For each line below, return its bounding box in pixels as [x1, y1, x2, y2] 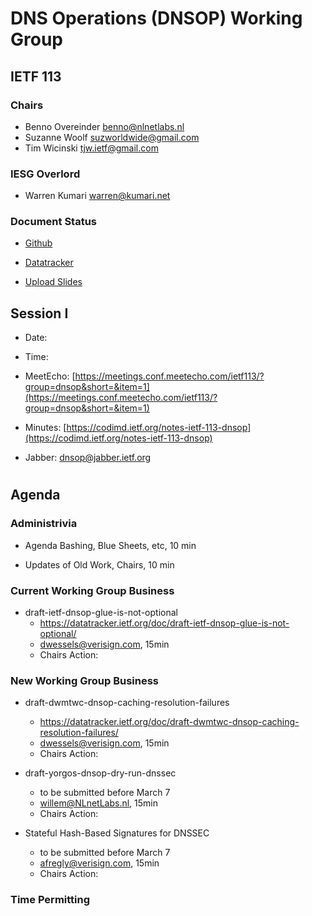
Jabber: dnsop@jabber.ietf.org [24, 452, 152, 464]
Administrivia [10, 517, 78, 531]
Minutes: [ [24, 422, 67, 434]
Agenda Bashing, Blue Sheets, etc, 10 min [24, 539, 197, 551]
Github [24, 237, 53, 249]
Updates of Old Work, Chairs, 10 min [24, 558, 175, 571]
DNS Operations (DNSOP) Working [10, 7, 303, 30]
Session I [10, 305, 69, 322]
